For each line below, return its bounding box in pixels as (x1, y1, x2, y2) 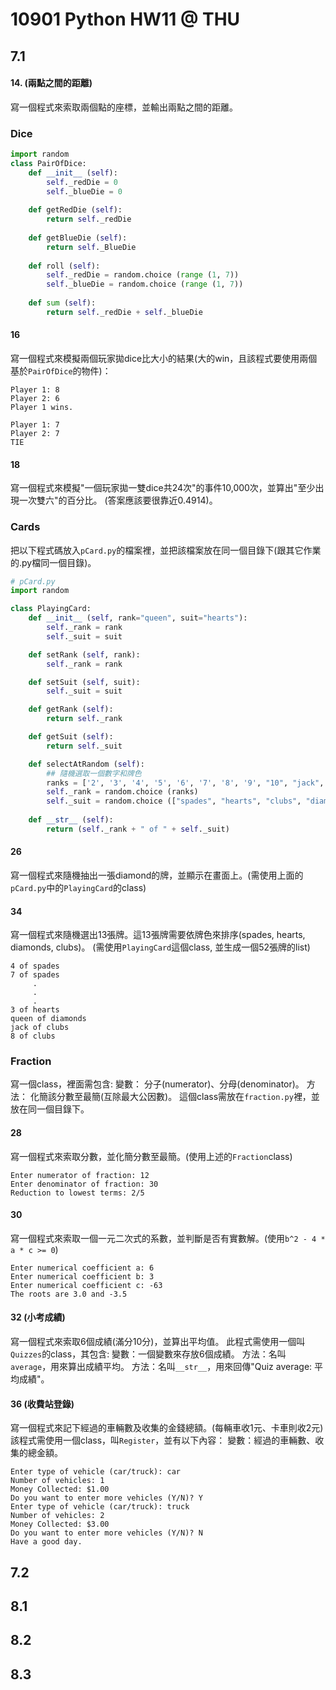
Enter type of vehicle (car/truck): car (10, 1467, 182, 1477)
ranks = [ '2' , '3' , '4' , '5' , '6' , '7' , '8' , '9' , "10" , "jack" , (46, 778, 325, 788)
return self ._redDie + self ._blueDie (46, 307, 203, 317)
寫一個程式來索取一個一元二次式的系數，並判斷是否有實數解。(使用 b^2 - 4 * (10, 1232, 326, 1244)
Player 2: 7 (10, 429, 60, 439)
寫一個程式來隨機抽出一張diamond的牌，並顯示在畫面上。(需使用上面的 (10, 869, 304, 881)
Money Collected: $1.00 (10, 1484, 110, 1495)
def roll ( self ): (28, 261, 101, 271)
